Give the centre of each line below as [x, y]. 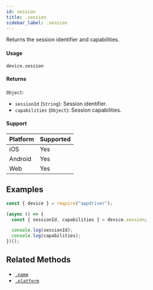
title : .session [26, 17]
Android [20, 159]
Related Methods [38, 260]
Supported [55, 139]
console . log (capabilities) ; [46, 236]
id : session [21, 12]
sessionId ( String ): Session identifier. [61, 103]
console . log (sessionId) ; [42, 230]
